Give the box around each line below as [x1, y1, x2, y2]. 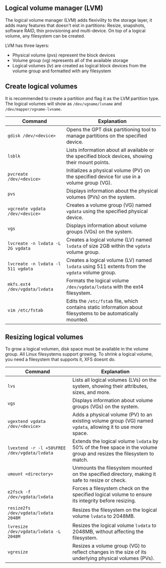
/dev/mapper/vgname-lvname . [5, 106, 62, 112]
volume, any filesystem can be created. [5, 33, 85, 39]
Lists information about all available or [66, 146, 154, 153]
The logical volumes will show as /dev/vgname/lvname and [5, 101, 122, 106]
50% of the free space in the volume [72, 444, 158, 451]
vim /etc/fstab [7, 307, 43, 313]
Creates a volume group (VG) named [66, 202, 152, 208]
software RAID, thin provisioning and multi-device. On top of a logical [5, 27, 146, 34]
